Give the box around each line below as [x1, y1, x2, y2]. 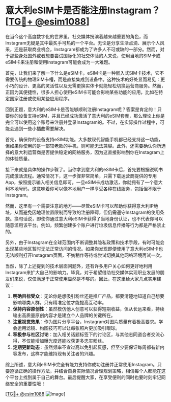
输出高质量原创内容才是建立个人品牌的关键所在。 [12, 312, 116, 318]
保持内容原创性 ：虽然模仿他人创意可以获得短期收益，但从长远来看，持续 [12, 305, 164, 312]
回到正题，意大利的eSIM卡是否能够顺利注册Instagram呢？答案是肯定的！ [5, 106, 158, 113]
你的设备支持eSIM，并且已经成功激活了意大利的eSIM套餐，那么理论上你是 [9, 113, 165, 119]
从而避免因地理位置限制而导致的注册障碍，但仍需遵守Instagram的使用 [14, 209, 160, 215]
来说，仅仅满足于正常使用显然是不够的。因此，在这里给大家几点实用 [14, 276, 157, 282]
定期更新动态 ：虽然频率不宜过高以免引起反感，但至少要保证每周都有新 [12, 344, 160, 350]
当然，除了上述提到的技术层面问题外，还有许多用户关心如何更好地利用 [5, 263, 153, 269]
